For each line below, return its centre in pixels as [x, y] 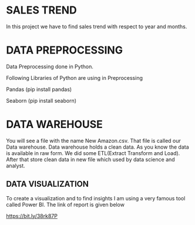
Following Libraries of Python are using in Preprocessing [74, 78]
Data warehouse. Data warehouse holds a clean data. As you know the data [97, 147]
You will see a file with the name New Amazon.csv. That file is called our [93, 140]
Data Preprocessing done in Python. [50, 66]
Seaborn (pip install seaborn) [41, 100]
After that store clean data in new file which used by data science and [90, 159]
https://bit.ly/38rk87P [32, 216]
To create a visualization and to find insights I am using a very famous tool [96, 198]
